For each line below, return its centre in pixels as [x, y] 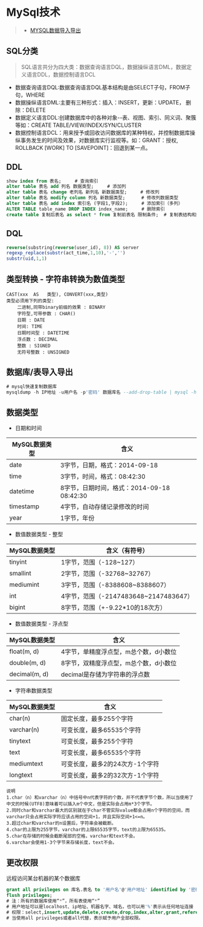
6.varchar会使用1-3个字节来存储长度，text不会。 [62, 843]
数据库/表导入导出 [40, 372]
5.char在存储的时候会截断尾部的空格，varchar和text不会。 [72, 836]
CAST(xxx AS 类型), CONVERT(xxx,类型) [57, 294]
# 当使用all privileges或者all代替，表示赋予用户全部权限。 [75, 918]
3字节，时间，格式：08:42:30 [103, 477]
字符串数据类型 [34, 691]
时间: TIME [30, 326]
